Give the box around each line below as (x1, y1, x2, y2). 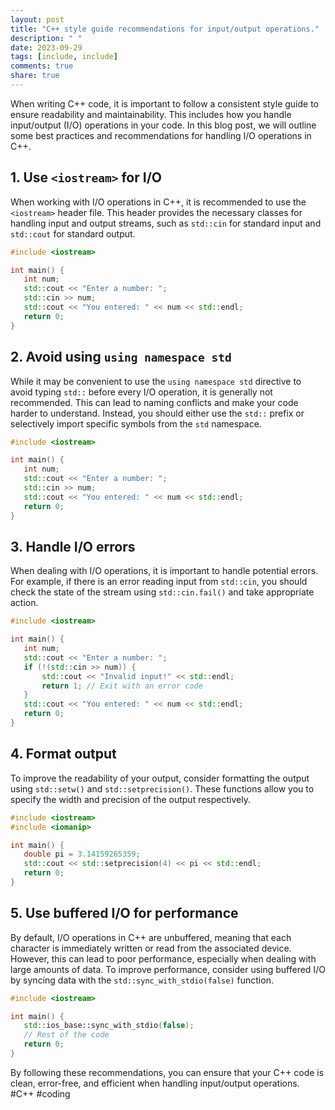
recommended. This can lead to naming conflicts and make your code (10, 396, 299, 408)
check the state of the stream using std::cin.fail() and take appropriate (10, 586, 315, 598)
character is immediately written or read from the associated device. (10, 942, 292, 954)
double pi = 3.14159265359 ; (23, 849, 141, 860)
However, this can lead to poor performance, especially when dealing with (10, 952, 317, 965)
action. (10, 597, 39, 609)
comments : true (10, 61, 74, 71)
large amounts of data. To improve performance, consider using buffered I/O (10, 963, 326, 975)
